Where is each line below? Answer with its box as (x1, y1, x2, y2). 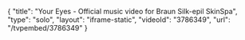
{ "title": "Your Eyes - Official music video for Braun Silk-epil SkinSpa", (7, 7, 238, 16)
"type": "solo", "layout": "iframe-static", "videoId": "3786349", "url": (7, 15, 231, 24)
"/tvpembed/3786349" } (7, 24, 89, 32)
